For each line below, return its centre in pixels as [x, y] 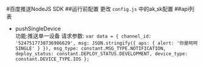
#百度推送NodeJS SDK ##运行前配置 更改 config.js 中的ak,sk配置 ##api [98, 9]
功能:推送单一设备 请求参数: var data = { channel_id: [83, 36]
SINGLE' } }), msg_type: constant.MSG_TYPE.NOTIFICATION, [90, 49]
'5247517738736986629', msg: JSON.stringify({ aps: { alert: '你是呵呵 [106, 43]
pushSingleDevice [38, 29]
